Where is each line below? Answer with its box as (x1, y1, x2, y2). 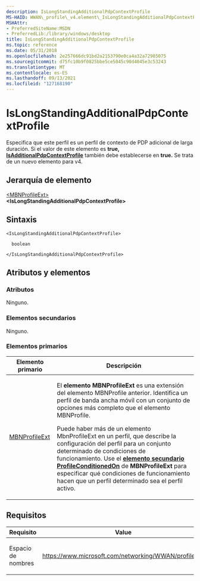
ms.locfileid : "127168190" (6, 81, 73, 87)
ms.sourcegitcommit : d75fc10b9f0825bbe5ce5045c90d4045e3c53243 (6, 58, 167, 64)
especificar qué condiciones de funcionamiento (57, 469, 190, 477)
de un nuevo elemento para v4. (6, 157, 83, 165)
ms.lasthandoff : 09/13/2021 (6, 75, 76, 81)
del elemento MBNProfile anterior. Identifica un (57, 388, 188, 397)
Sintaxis (6, 215, 37, 225)
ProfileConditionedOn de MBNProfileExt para (57, 462, 187, 470)
